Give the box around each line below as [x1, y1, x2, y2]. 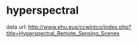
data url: [6, 23, 27, 30]
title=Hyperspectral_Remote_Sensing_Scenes [6, 29, 120, 36]
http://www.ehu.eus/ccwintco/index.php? [28, 23, 132, 30]
